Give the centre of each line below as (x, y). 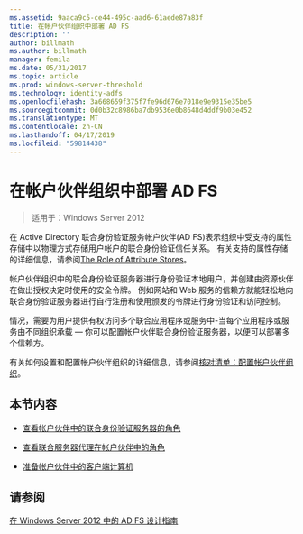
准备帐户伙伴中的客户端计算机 (78, 466)
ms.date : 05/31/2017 (48, 69)
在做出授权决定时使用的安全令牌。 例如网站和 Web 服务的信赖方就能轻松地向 (151, 290)
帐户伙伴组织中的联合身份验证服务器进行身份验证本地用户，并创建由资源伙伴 (151, 278)
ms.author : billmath (48, 51)
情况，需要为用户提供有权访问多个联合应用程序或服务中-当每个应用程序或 (146, 320)
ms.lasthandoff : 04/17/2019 (62, 135)
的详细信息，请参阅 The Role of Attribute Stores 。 (101, 259)
